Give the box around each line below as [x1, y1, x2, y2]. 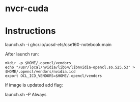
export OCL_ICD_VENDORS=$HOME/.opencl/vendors [5, 74, 102, 78]
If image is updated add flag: [5, 82, 63, 88]
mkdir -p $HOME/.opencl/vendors [5, 61, 71, 66]
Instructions [5, 25, 56, 37]
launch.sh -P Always [5, 92, 47, 98]
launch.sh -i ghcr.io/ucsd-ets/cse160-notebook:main [5, 42, 112, 48]
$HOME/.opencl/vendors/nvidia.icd [5, 69, 76, 74]
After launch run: [5, 51, 39, 57]
